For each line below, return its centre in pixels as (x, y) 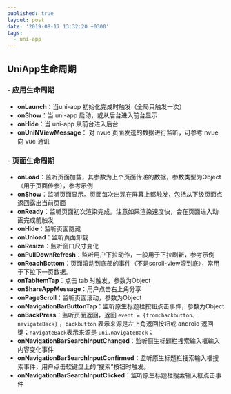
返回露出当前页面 (41, 203)
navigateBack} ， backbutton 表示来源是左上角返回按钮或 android (108, 324)
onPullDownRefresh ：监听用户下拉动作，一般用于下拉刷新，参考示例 (116, 255)
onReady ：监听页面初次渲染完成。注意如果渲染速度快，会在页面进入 (115, 212)
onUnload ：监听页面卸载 (52, 237)
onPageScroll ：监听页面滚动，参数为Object (79, 298)
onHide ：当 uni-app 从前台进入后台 (68, 124)
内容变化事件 (35, 350)
